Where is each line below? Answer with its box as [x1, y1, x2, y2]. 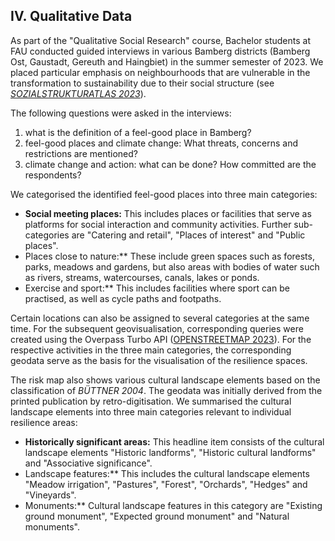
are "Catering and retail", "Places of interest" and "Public [71, 229, 306, 241]
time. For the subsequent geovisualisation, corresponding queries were [10, 322, 304, 334]
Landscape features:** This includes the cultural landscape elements [24, 467, 310, 479]
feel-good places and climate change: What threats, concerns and [24, 137, 299, 149]
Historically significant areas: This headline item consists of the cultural [24, 435, 325, 448]
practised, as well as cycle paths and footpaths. [24, 292, 222, 304]
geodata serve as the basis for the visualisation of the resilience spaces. [10, 354, 308, 366]
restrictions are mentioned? [24, 147, 138, 159]
